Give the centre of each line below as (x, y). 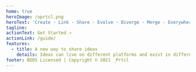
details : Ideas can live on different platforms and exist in (94, 55)
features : (18, 44)
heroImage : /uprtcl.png (35, 17)
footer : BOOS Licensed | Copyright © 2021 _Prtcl (68, 60)
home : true (19, 11)
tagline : (17, 28)
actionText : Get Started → (39, 33)
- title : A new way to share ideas (55, 49)
